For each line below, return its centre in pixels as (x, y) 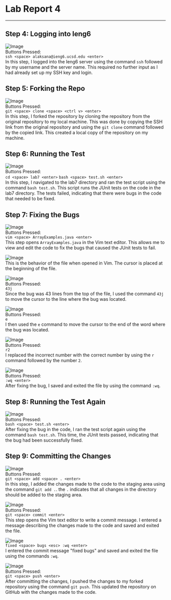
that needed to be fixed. (31, 199)
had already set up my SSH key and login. (49, 73)
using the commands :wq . (32, 556)
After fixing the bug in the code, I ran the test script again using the (76, 429)
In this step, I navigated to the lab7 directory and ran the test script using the (85, 182)
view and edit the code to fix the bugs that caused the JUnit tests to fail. (81, 248)
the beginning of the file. (31, 269)
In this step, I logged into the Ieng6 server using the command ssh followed (84, 61)
